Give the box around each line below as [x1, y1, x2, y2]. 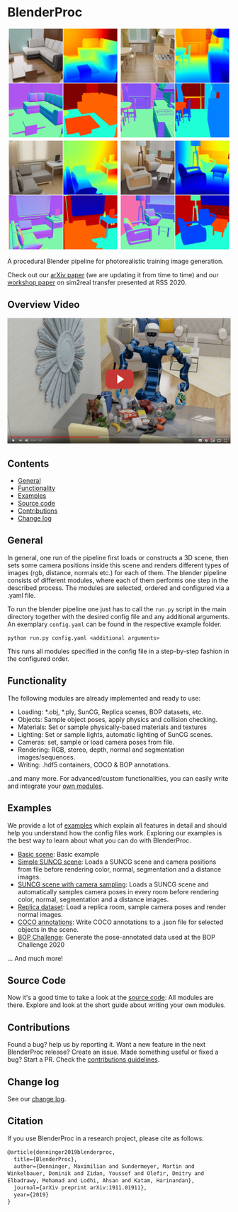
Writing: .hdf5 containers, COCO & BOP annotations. [17, 760, 171, 769]
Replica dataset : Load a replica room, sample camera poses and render [17, 902, 227, 911]
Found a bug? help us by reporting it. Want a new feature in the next [7, 1040, 206, 1049]
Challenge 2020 [17, 940, 65, 949]
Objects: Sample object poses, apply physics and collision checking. [17, 715, 218, 723]
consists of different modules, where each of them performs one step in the [7, 576, 229, 584]
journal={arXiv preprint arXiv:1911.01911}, [13, 1184, 147, 1191]
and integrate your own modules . [7, 782, 104, 790]
